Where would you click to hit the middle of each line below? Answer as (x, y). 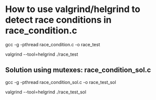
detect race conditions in (58, 20)
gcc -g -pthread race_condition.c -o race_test (53, 44)
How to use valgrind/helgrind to (73, 9)
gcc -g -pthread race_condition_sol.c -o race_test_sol (61, 82)
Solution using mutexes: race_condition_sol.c (78, 70)
